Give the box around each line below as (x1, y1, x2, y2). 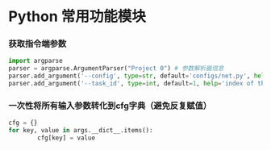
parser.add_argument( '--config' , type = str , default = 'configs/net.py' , (8, 72, 251, 81)
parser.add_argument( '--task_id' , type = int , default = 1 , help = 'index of (8, 80, 254, 88)
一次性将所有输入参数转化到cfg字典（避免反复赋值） (8, 100, 212, 111)
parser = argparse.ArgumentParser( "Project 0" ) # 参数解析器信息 (8, 65, 224, 73)
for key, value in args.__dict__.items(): (8, 127, 153, 135)
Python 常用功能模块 (8, 7, 147, 26)
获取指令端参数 (8, 38, 67, 49)
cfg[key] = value (37, 134, 95, 142)
